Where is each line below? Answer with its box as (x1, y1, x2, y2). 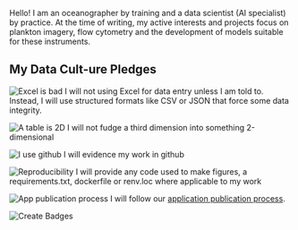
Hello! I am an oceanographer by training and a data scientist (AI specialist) (9, 8, 286, 18)
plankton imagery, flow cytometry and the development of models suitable (9, 27, 284, 37)
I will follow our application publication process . (110, 192, 286, 204)
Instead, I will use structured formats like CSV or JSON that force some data (9, 95, 289, 106)
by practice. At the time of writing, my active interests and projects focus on (9, 17, 289, 28)
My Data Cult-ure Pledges (9, 62, 157, 77)
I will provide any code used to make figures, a (75, 166, 248, 177)
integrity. (9, 105, 42, 115)
